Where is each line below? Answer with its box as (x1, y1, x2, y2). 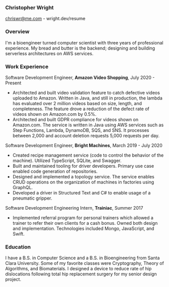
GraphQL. (12, 184, 33, 190)
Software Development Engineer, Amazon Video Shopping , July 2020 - (5, 74, 155, 80)
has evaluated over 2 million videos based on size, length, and (12, 100, 142, 106)
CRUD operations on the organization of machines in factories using (12, 179, 154, 185)
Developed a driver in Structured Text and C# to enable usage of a (12, 189, 151, 196)
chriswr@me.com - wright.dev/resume (5, 16, 86, 22)
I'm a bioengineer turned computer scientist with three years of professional (5, 39, 163, 45)
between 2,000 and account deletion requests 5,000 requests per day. (12, 132, 160, 138)
